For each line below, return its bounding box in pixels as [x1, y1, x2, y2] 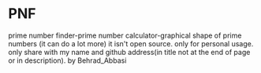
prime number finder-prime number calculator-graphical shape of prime [8, 31, 242, 40]
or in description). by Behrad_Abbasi [8, 56, 127, 65]
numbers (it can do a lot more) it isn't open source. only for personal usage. [8, 38, 254, 48]
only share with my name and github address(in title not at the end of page [8, 47, 251, 57]
